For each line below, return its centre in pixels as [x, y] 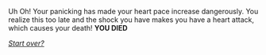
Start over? [27, 43]
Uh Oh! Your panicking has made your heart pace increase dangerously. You [133, 11]
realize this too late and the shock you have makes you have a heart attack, [131, 20]
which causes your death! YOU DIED [68, 28]
